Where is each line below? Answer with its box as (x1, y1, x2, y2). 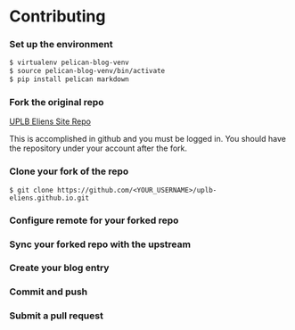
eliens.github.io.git (9, 194, 90, 202)
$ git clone (9, 186, 53, 194)
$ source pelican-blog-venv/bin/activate (9, 67, 166, 76)
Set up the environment (9, 38, 113, 51)
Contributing (9, 6, 106, 27)
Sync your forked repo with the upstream (9, 238, 192, 251)
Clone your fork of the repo (9, 165, 129, 177)
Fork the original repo (9, 96, 104, 109)
